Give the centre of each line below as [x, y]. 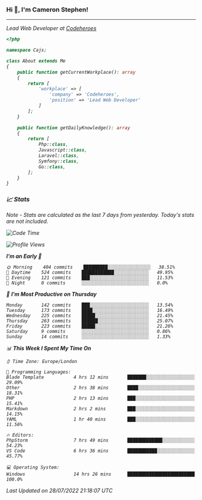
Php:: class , [53, 145]
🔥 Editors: [20, 435]
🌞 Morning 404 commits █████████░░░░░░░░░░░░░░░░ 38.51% [91, 267]
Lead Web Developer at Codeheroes [51, 28]
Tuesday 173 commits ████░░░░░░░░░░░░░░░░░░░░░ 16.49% [90, 310]
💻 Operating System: [33, 467]
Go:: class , [52, 167]
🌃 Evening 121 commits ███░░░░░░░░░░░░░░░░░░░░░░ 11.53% [90, 278]
